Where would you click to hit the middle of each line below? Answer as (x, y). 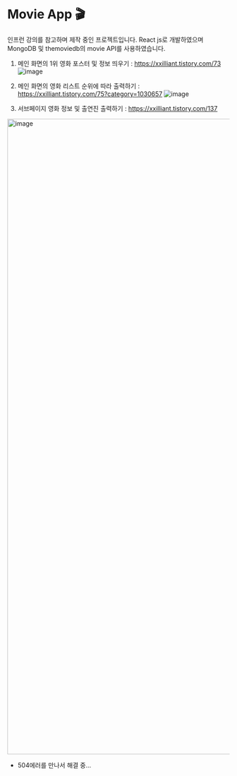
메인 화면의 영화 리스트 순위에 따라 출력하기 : (79, 85)
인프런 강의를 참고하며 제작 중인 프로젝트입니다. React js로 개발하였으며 (105, 40)
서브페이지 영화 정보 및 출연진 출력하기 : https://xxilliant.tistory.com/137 (117, 108)
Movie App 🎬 (47, 14)
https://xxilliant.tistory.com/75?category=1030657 (90, 94)
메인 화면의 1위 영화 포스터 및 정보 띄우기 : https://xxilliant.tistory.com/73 (119, 63)
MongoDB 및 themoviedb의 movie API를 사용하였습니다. (86, 48)
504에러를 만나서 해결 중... (54, 765)
